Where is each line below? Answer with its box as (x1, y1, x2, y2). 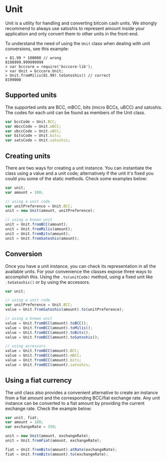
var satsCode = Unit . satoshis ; (5, 138, 70, 143)
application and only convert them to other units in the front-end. (5, 31, 139, 37)
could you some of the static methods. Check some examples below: (5, 175, 147, 181)
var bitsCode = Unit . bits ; (5, 133, 61, 138)
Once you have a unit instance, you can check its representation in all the (5, 263, 156, 269)
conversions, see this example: (5, 46, 69, 52)
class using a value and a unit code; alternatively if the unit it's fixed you (5, 170, 154, 176)
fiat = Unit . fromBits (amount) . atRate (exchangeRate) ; (5, 447, 117, 452)
